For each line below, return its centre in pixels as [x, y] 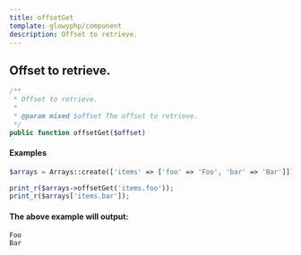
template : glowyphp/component [66, 26]
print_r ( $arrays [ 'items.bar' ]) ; [69, 196]
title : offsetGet [42, 17]
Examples [28, 153]
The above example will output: [69, 217]
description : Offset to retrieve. [74, 34]
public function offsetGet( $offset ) [77, 132]
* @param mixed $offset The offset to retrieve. [106, 116]
